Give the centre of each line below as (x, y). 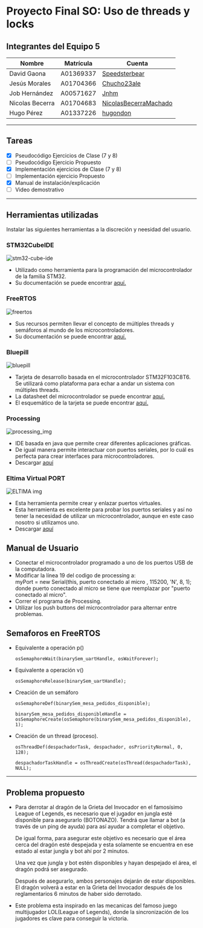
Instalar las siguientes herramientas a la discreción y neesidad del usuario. (99, 229)
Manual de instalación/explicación (57, 183)
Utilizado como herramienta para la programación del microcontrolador (104, 270)
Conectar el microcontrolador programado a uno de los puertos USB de (104, 563)
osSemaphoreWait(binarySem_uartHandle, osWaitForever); (87, 659)
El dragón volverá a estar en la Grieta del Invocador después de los (98, 887)
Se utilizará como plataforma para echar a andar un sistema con (95, 383)
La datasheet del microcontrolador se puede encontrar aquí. (90, 396)
